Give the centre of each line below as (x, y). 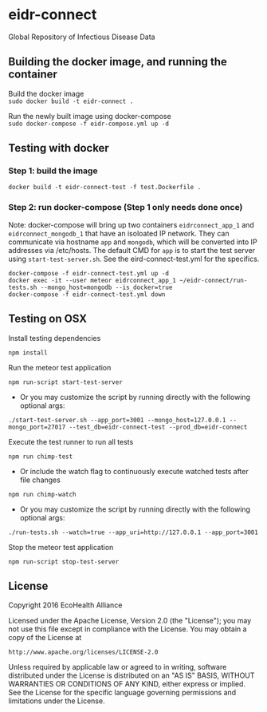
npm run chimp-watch (43, 494)
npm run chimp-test (41, 457)
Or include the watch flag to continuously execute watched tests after (134, 471)
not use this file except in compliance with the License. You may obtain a (128, 629)
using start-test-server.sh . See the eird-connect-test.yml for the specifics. (134, 259)
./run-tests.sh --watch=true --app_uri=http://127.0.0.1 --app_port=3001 (133, 532)
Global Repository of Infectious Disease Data (82, 37)
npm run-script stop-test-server (64, 562)
